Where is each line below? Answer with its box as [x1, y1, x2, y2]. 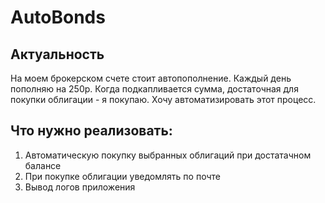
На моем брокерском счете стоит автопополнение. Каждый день [10, 72, 292, 84]
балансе [24, 159, 62, 171]
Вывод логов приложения [24, 181, 136, 193]
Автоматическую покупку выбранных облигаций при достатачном [24, 149, 312, 161]
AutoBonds [10, 6, 106, 29]
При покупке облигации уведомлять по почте [24, 170, 221, 182]
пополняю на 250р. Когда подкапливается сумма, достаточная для [10, 83, 299, 95]
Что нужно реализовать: [10, 122, 173, 140]
